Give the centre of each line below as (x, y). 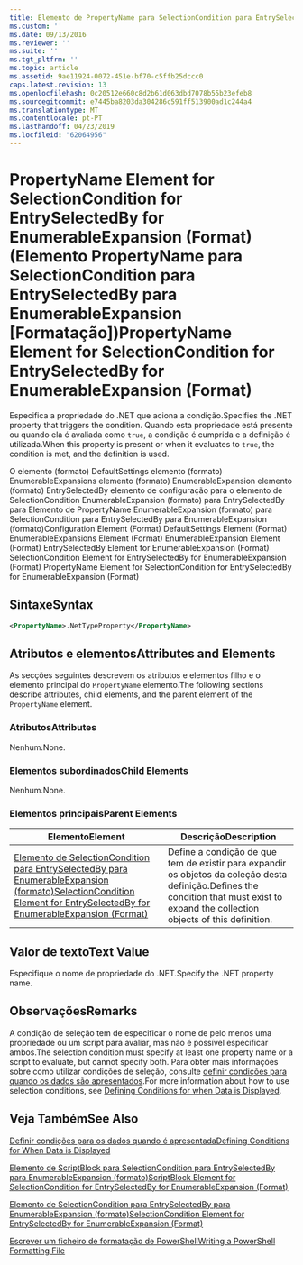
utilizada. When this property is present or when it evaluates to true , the (142, 444)
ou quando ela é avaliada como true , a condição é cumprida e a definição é (150, 435)
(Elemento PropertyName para (126, 257)
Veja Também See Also (74, 1119)
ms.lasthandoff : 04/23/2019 (62, 127)
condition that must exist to (225, 897)
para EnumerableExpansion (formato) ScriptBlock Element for (123, 1177)
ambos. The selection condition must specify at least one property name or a (151, 1052)
